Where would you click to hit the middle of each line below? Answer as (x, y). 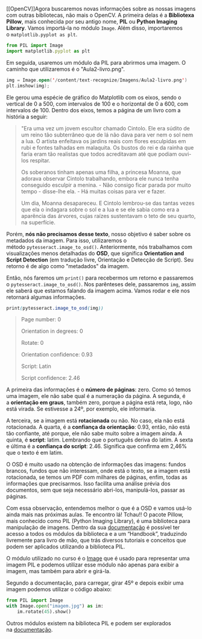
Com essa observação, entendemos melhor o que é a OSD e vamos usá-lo (99, 508)
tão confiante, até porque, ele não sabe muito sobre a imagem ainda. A (94, 434)
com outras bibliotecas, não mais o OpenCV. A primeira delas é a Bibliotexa (100, 15)
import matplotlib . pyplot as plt (48, 51)
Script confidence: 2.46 (50, 378)
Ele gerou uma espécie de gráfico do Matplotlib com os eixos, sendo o (94, 97)
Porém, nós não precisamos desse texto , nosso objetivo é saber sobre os (99, 234)
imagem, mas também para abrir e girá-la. (58, 571)
